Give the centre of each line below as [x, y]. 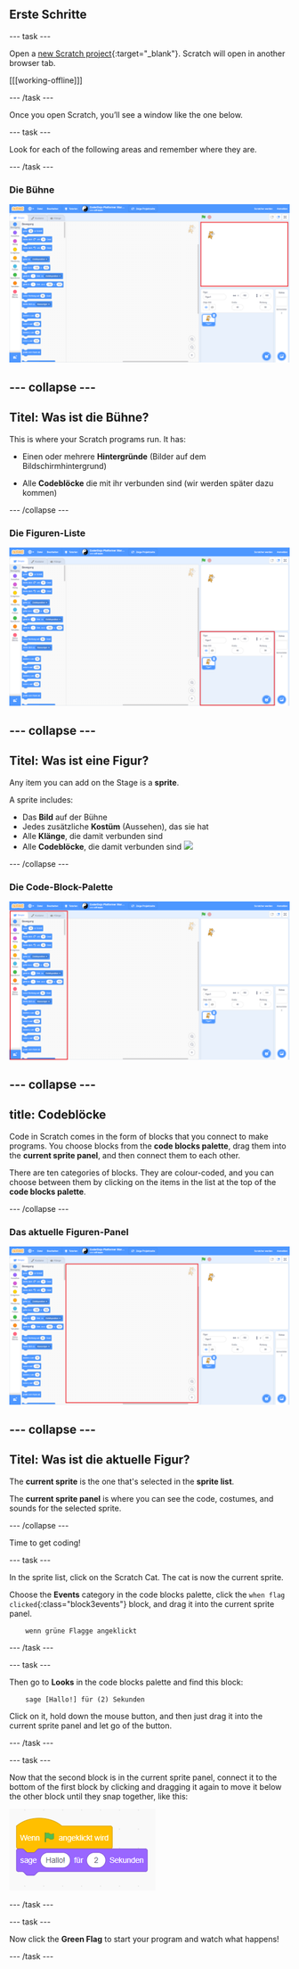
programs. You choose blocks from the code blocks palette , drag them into [148, 1146]
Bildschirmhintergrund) [64, 465]
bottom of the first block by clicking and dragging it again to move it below [145, 1786]
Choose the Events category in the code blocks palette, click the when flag [147, 1594]
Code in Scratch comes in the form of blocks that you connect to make [139, 1136]
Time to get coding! [45, 1543]
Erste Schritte [48, 15]
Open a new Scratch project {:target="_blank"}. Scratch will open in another [147, 54]
